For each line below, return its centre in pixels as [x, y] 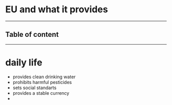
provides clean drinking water [44, 77]
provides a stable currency [41, 93]
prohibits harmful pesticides [42, 82]
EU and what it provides [57, 9]
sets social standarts [35, 88]
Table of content [32, 35]
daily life [24, 62]
